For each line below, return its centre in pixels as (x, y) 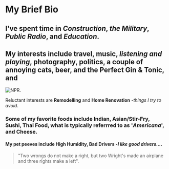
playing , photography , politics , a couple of (74, 62)
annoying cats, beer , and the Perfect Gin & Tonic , (85, 70)
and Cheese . (22, 132)
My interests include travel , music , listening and (84, 54)
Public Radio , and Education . (52, 36)
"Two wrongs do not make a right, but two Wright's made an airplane (91, 156)
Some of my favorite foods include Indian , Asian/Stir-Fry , (78, 119)
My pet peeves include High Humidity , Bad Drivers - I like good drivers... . (84, 144)
